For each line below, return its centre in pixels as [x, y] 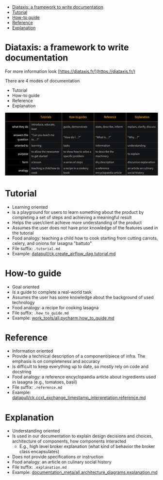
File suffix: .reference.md [37, 387]
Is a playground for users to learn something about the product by [78, 212]
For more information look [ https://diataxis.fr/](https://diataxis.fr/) [70, 71]
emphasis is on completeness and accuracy [56, 361]
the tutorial [23, 233]
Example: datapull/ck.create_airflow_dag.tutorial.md [64, 254]
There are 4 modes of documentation [42, 80]
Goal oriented [26, 287]
